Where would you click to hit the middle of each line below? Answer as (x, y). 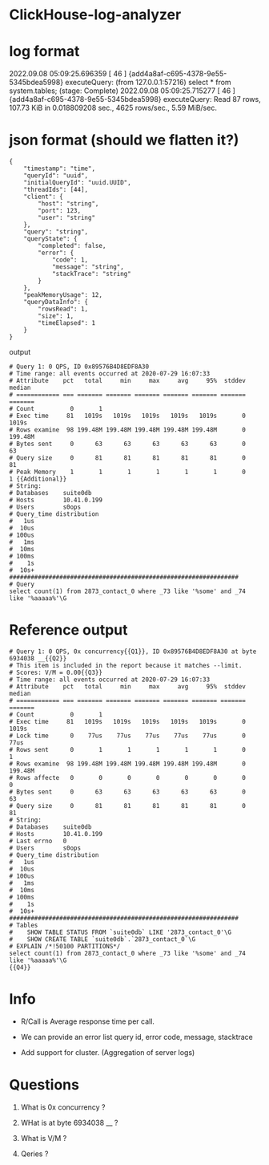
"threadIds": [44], (56, 190)
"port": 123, (60, 211)
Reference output (68, 630)
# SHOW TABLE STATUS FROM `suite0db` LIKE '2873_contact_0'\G (120, 932)
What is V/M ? (44, 1138)
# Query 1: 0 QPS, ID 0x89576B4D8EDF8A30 (79, 367)
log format (44, 52)
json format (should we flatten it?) (124, 140)
